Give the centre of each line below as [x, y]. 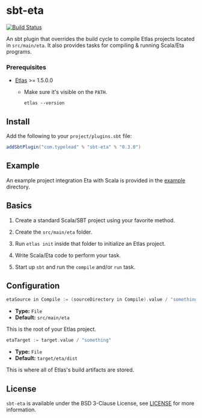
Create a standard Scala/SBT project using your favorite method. [95, 220]
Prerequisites [26, 67]
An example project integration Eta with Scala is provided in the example [96, 180]
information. [21, 410]
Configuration [33, 286]
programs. [19, 51]
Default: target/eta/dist [46, 358]
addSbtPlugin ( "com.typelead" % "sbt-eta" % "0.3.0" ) [74, 147]
